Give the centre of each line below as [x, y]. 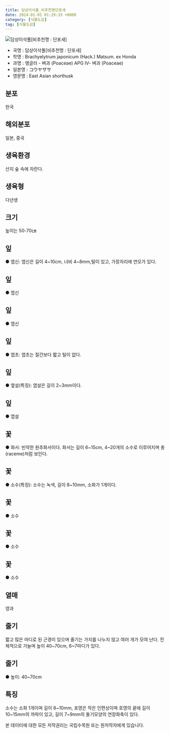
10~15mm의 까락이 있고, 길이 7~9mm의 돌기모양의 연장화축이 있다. [72, 714]
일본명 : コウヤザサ [32, 70]
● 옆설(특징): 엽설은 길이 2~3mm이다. [44, 385]
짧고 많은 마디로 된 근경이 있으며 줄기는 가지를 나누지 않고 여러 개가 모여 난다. [82, 639]
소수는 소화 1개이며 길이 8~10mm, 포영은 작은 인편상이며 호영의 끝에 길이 [78, 708]
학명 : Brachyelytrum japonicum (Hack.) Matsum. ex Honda [74, 57]
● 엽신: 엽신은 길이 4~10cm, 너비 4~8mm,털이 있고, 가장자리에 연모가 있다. [81, 262]
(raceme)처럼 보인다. [27, 454]
